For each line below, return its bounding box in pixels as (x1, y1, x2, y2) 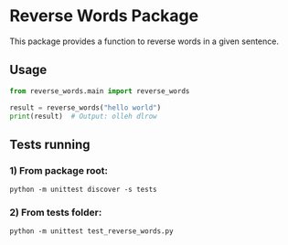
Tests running (9, 136, 91, 152)
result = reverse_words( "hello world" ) (9, 102, 162, 112)
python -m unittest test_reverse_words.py (9, 227, 174, 236)
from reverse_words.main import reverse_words (9, 86, 190, 96)
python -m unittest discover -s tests (9, 185, 157, 195)
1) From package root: (9, 164, 108, 176)
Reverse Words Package (9, 5, 199, 27)
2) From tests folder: (9, 206, 102, 218)
